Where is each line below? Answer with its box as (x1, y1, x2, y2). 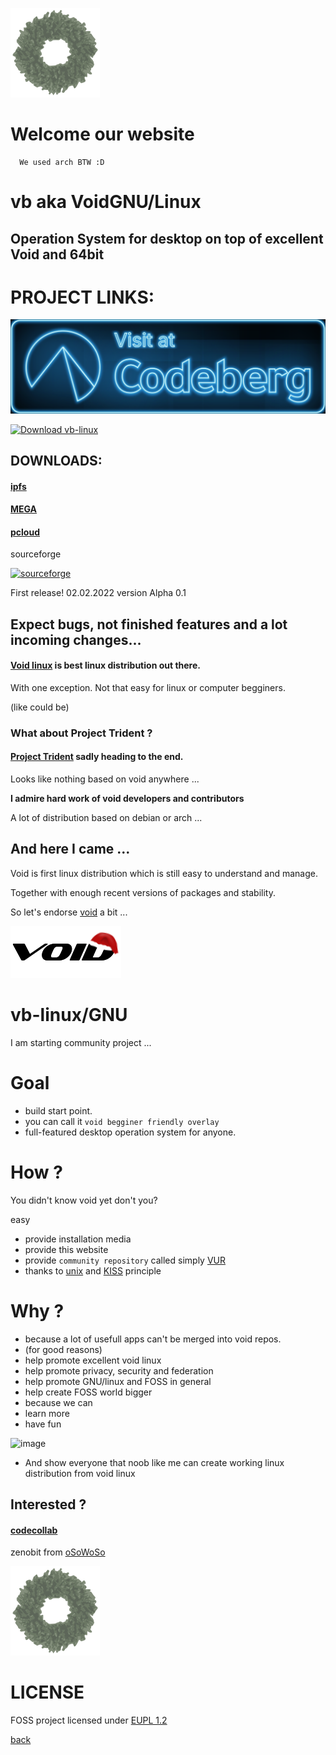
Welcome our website (10, 123, 195, 146)
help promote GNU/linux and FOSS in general (24, 1375, 212, 1387)
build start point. (24, 1104, 93, 1117)
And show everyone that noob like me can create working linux (24, 1456, 285, 1468)
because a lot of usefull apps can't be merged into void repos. (24, 1333, 282, 1345)
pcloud (10, 526, 40, 538)
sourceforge (10, 548, 62, 560)
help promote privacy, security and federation (24, 1364, 214, 1377)
